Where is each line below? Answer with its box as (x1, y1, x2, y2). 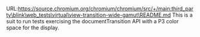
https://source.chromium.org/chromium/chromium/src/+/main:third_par (17, 5, 194, 12)
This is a (172, 11, 193, 18)
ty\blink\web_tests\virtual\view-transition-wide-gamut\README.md (6, 11, 171, 18)
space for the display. (6, 24, 60, 31)
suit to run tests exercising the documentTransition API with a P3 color (6, 18, 179, 24)
